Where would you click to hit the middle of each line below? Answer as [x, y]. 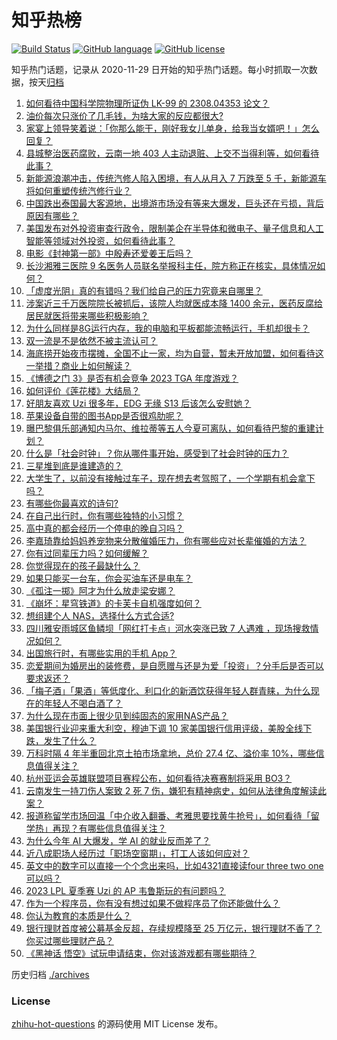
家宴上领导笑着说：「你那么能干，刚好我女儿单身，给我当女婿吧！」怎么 [172, 128]
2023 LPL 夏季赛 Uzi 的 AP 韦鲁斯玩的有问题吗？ [125, 890]
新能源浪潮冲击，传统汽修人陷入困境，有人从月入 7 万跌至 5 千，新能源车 [176, 178]
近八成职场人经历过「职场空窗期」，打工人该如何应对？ [137, 853]
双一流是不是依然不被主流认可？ [91, 340]
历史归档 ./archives [50, 974]
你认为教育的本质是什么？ [78, 915]
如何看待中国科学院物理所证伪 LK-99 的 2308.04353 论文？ [147, 103]
